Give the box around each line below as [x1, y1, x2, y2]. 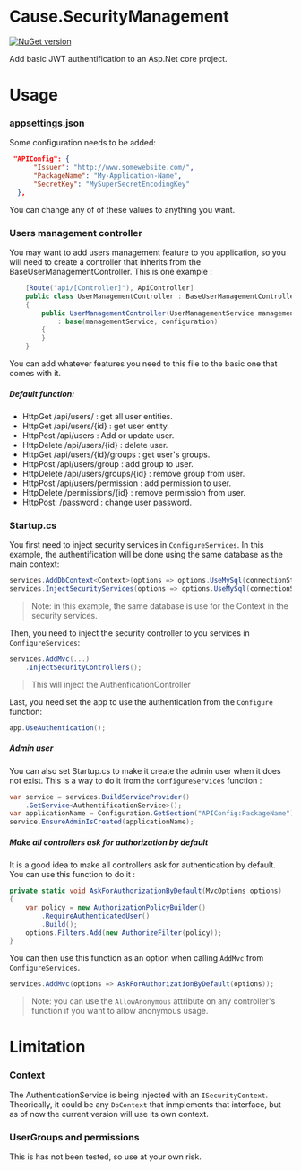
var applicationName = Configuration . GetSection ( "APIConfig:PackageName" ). [9, 809, 298, 818]
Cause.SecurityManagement [9, 6, 230, 27]
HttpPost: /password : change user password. [21, 497, 193, 508]
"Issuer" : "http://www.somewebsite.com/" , [32, 163, 194, 172]
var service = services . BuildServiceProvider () [9, 792, 191, 801]
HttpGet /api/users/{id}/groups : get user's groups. [21, 449, 211, 460]
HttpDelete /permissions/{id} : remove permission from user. [21, 488, 246, 498]
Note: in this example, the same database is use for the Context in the [30, 601, 288, 612]
